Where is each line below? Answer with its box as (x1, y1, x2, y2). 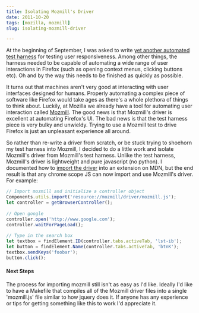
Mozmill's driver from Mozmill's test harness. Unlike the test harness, (6, 152, 175, 159)
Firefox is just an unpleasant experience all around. (6, 128, 131, 135)
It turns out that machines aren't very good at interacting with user (6, 84, 169, 91)
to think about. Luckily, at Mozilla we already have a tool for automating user (6, 102, 192, 110)
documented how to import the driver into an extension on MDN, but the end (6, 165, 194, 172)
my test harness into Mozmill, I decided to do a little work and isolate (6, 146, 174, 153)
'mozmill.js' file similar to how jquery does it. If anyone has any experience (6, 293, 188, 301)
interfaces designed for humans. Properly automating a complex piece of (6, 90, 185, 97)
